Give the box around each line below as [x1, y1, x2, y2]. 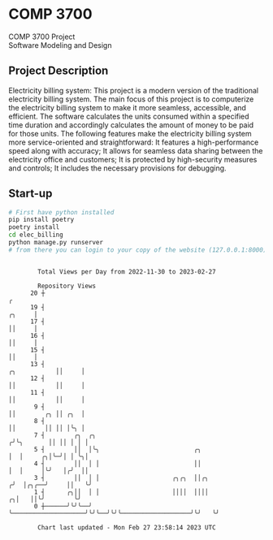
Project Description [8, 64, 109, 78]
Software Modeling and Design [8, 40, 112, 50]
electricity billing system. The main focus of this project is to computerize [8, 94, 254, 104]
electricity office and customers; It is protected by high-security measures [8, 154, 258, 164]
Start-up [8, 187, 53, 201]
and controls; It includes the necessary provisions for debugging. [8, 163, 227, 173]
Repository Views [37, 282, 96, 290]
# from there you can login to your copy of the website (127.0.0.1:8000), [8, 245, 271, 254]
